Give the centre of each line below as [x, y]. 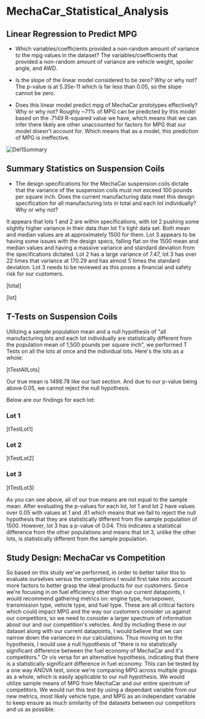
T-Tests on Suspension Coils [62, 317]
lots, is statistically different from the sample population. [77, 539]
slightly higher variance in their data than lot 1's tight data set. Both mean [98, 228]
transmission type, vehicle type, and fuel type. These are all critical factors [100, 605]
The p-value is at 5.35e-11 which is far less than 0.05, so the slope [98, 87]
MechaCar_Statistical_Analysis [88, 11]
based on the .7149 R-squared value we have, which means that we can [106, 118]
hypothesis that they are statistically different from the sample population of [102, 519]
